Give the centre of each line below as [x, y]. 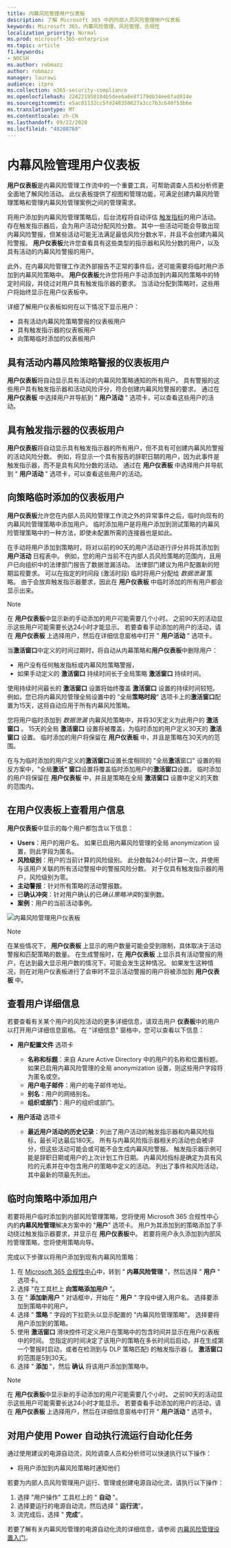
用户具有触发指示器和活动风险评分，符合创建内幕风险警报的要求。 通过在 [116, 389]
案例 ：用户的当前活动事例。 [56, 902]
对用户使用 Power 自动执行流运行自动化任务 [100, 1435]
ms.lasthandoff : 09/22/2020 [47, 122]
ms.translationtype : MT [41, 110]
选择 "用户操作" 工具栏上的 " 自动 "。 [69, 1497]
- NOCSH [18, 59]
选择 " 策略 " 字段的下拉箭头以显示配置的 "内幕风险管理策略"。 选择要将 [118, 1315]
